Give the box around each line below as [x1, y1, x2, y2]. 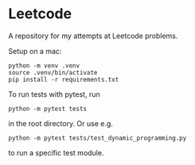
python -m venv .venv [8, 61, 80, 70]
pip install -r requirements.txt [8, 75, 119, 83]
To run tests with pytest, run [8, 89, 101, 99]
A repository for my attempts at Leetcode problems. [8, 31, 178, 40]
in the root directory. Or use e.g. [8, 118, 114, 128]
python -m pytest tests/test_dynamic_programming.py [8, 134, 187, 142]
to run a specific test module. [8, 148, 104, 157]
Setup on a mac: [8, 46, 62, 56]
